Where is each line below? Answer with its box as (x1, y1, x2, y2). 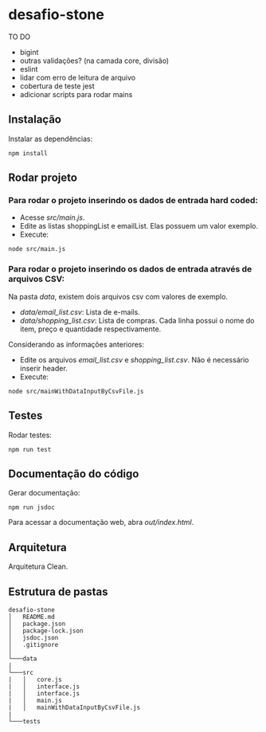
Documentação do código (8, 467, 139, 480)
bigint (19, 47, 39, 57)
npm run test (8, 445, 52, 453)
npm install (8, 149, 48, 157)
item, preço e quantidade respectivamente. (19, 324, 162, 334)
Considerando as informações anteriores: (8, 339, 145, 349)
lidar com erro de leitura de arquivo (19, 72, 136, 82)
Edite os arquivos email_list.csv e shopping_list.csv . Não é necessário (19, 354, 249, 364)
